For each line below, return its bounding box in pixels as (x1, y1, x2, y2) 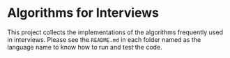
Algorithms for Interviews (7, 5, 159, 21)
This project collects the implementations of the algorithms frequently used (7, 28, 223, 36)
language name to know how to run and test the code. (7, 43, 162, 51)
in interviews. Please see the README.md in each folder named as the (7, 35, 201, 43)
